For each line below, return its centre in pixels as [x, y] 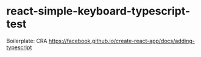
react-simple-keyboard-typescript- [98, 11]
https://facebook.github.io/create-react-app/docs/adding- [122, 41]
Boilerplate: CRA [27, 41]
